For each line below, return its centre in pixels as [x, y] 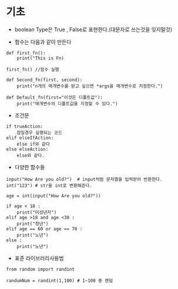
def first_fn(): [26, 53]
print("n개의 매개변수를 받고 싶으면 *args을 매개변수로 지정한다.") [90, 86]
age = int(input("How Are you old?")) [53, 196]
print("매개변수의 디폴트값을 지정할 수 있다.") [67, 103]
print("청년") [33, 224]
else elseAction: [27, 149]
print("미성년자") [37, 212]
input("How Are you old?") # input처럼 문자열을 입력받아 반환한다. [84, 179]
